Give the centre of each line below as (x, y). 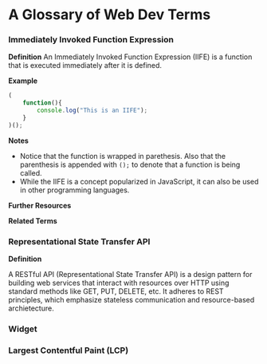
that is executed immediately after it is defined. (85, 65)
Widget (23, 329)
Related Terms (33, 220)
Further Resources (40, 205)
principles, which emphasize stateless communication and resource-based (132, 300)
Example (23, 81)
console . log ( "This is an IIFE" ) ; (92, 111)
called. (31, 172)
